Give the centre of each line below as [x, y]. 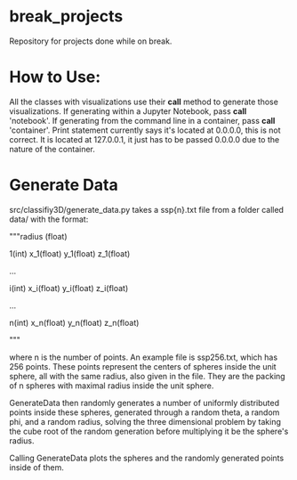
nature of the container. [52, 149]
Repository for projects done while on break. [91, 41]
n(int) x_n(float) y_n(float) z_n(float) [74, 322]
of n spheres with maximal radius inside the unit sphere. [112, 386]
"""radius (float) [39, 236]
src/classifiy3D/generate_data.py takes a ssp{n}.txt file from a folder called [147, 209]
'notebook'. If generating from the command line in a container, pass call [142, 120]
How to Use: [55, 77]
